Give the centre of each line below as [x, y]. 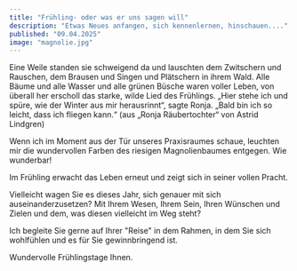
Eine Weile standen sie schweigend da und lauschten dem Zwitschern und [145, 68]
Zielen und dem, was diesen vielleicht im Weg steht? [105, 213]
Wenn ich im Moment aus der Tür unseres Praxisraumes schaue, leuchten [144, 141]
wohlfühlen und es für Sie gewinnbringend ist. [93, 240]
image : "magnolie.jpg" [51, 42]
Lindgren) [27, 124]
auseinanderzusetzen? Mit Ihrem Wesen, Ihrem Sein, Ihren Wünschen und [144, 204]
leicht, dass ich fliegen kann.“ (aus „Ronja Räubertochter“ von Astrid [134, 115]
